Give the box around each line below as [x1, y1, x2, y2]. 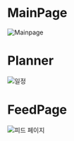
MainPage [7, 5, 68, 21]
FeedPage [7, 102, 68, 118]
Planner [7, 53, 54, 69]
